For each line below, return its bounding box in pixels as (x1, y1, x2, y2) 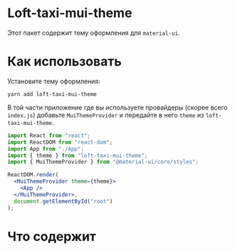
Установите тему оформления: (7, 77, 101, 85)
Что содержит (7, 228, 96, 245)
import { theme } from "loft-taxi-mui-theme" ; (7, 151, 148, 159)
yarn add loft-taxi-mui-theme (7, 90, 98, 97)
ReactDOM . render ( (7, 171, 59, 178)
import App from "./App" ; (7, 145, 84, 152)
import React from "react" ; (7, 132, 91, 139)
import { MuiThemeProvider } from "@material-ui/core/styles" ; (7, 159, 199, 166)
